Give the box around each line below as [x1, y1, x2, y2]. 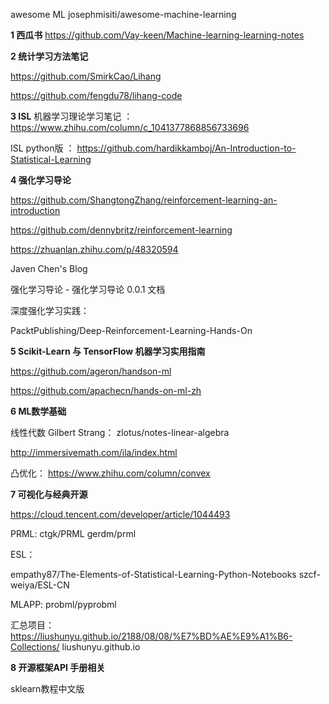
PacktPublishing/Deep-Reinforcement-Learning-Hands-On [10, 325, 253, 336]
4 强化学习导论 [10, 174, 72, 186]
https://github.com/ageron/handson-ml [10, 365, 172, 377]
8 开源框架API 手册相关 [10, 662, 106, 673]
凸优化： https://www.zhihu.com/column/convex [10, 467, 211, 479]
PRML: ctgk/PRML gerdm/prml [10, 528, 137, 539]
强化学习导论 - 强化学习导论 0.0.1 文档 [10, 284, 166, 295]
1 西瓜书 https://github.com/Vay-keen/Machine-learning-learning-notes [10, 29, 305, 41]
